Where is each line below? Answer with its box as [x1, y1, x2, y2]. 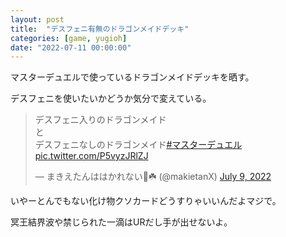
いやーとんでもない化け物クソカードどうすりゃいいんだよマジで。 [10, 195, 282, 207]
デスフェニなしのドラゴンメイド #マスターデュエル [34, 139, 243, 151]
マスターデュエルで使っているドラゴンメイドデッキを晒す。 [10, 71, 255, 83]
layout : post [10, 14, 65, 25]
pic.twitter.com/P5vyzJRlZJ [34, 150, 149, 162]
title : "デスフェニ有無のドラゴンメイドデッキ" [10, 24, 190, 34]
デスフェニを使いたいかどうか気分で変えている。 [10, 92, 212, 105]
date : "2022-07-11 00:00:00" [10, 42, 132, 53]
